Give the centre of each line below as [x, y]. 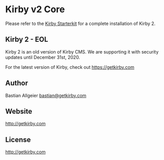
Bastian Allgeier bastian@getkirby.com [46, 95]
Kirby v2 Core [35, 9]
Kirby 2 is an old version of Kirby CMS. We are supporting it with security [82, 51]
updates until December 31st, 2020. [43, 57]
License [18, 139]
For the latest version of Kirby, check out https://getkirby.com [70, 67]
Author [17, 83]
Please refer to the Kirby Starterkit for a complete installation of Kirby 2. [80, 23]
